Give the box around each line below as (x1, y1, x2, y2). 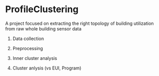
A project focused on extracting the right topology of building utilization (5, 20, 154, 26)
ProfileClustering (5, 4, 79, 15)
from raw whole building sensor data (5, 25, 82, 31)
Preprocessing (12, 45, 43, 51)
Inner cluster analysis (12, 55, 57, 61)
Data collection (12, 35, 44, 42)
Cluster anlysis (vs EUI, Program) (12, 65, 82, 71)
